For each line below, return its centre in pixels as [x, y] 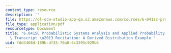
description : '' [22, 15]
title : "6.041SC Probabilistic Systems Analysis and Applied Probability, [86, 33]
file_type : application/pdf [35, 24]
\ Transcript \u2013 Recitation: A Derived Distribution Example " [83, 38]
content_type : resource [31, 10]
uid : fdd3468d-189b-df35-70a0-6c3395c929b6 [52, 43]
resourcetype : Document [31, 29]
